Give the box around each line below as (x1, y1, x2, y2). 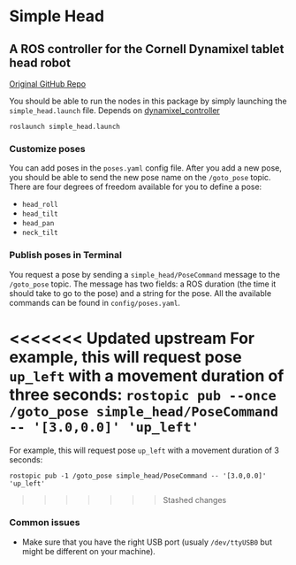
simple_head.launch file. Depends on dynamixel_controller (9, 105, 221, 116)
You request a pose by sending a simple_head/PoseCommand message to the (9, 269, 281, 279)
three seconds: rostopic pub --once (9, 385, 277, 404)
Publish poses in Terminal (9, 249, 122, 262)
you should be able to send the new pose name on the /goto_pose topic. (9, 172, 271, 183)
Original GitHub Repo (9, 79, 87, 89)
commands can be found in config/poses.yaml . (9, 297, 181, 308)
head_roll (21, 201, 59, 210)
